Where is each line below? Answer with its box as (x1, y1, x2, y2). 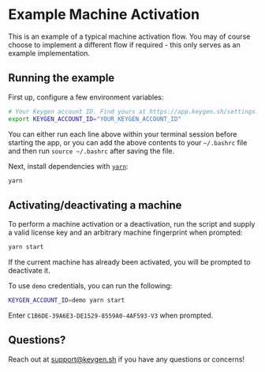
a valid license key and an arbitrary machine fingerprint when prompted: (8, 227, 243, 238)
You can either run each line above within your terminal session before (8, 129, 237, 139)
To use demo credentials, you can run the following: (8, 281, 173, 291)
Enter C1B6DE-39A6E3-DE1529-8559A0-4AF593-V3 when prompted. (8, 310, 214, 320)
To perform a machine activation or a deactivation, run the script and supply (8, 220, 256, 229)
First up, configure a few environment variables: (8, 92, 164, 102)
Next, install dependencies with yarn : (8, 161, 129, 171)
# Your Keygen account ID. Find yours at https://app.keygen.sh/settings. (8, 107, 259, 115)
